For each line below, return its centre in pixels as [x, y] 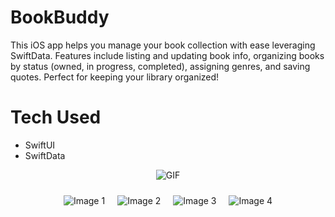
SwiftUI [40, 145]
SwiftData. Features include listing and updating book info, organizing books [167, 55]
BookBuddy [60, 17]
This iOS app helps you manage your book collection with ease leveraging [163, 45]
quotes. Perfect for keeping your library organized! [115, 77]
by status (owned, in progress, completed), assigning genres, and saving [160, 66]
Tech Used [56, 117]
